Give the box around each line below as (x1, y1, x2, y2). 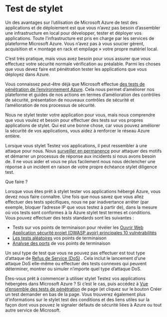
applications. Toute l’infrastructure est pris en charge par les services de (5, 35, 155, 41)
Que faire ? (5, 179, 28, 185)
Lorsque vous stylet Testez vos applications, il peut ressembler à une (5, 142, 147, 148)
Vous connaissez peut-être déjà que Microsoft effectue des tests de (5, 81, 145, 87)
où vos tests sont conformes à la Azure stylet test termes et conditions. (5, 210, 152, 215)
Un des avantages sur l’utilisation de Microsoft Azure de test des (5, 19, 138, 25)
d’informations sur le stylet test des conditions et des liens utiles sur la (5, 297, 150, 303)
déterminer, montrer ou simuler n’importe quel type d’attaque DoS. (5, 266, 142, 272)
